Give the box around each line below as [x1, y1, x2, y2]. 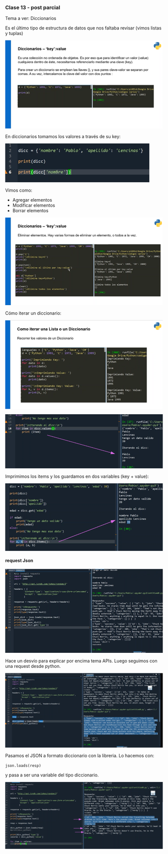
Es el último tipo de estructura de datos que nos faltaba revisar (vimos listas [5, 25, 161, 31]
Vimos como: [5, 187, 32, 193]
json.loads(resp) [5, 763, 41, 768]
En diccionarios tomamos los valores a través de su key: [5, 133, 121, 139]
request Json [5, 557, 33, 564]
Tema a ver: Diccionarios [5, 16, 56, 22]
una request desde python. [5, 663, 61, 669]
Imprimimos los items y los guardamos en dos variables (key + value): [5, 473, 149, 479]
